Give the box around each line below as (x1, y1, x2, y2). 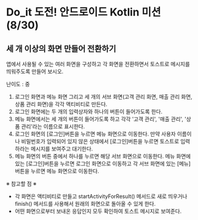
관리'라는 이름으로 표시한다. (21, 123, 85, 130)
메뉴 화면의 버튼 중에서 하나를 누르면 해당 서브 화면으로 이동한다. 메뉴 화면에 (14, 153, 191, 159)
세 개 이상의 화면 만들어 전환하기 (6, 43, 117, 54)
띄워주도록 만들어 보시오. (6, 68, 64, 75)
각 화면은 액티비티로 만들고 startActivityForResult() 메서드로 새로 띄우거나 (14, 193, 187, 200)
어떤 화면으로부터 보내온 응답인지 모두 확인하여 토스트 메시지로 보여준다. (14, 208, 182, 215)
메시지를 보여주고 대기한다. (30, 145, 93, 152)
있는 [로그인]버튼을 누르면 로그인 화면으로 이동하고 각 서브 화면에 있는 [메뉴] (14, 160, 191, 167)
